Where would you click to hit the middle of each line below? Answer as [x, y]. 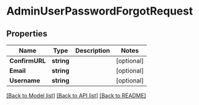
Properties [27, 34]
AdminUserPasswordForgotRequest [100, 11]
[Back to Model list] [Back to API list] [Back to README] [76, 96]
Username [25, 80]
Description [93, 51]
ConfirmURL [27, 61]
